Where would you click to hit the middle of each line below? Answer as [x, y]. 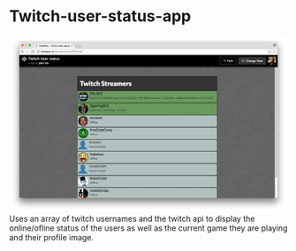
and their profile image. [52, 238]
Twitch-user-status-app [100, 16]
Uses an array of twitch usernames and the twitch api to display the [132, 219]
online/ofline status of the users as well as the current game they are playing [148, 228]
